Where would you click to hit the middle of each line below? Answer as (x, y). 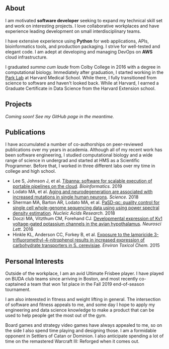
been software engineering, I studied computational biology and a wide (79, 155)
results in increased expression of (110, 240)
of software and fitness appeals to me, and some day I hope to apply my (80, 305)
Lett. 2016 (23, 229)
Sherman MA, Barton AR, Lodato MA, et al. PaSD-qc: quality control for (86, 203)
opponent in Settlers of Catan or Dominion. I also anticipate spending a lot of (84, 336)
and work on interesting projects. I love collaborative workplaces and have (82, 26)
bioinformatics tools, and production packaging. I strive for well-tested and (83, 46)
